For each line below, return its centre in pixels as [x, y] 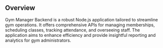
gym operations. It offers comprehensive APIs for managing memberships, [80, 25]
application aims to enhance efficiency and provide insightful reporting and [81, 35]
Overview [20, 8]
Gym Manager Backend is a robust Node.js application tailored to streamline [81, 19]
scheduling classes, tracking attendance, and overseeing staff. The [72, 30]
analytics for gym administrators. [38, 40]
